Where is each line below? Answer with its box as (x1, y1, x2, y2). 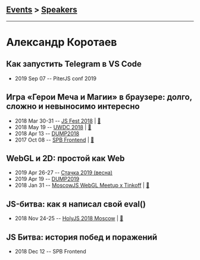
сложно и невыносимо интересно (6, 101, 140, 112)
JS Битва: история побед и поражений (6, 232, 158, 242)
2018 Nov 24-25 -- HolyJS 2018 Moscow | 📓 (14, 215, 124, 222)
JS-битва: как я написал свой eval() (6, 199, 146, 209)
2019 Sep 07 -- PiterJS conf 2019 (14, 74, 97, 82)
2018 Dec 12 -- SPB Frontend (14, 248, 86, 255)
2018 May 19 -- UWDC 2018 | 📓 (14, 123, 92, 130)
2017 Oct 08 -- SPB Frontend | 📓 (14, 136, 94, 143)
